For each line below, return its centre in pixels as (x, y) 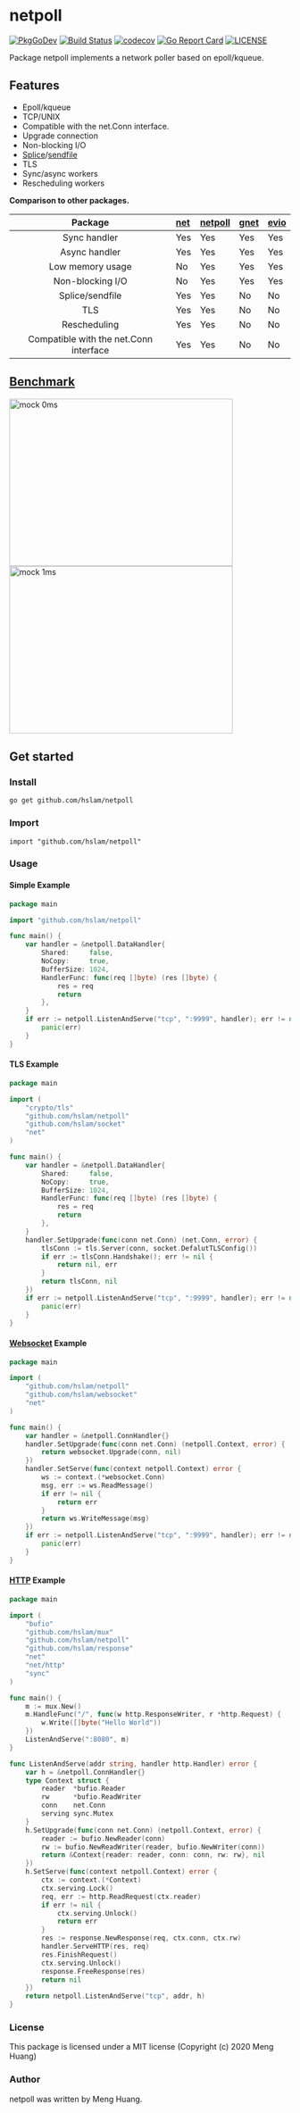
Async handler (90, 252)
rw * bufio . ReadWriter (92, 1797)
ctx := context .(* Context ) (92, 1880)
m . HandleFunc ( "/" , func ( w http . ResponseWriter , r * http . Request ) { (154, 1715)
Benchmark (42, 382)
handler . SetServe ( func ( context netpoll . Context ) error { (133, 1469)
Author (25, 2079)
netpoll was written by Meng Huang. (76, 2099)
